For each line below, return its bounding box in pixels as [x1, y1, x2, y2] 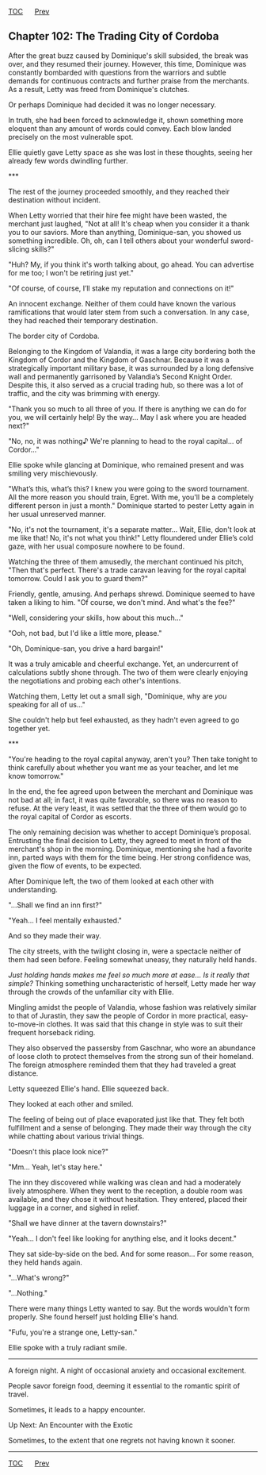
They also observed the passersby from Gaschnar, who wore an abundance [8, 1043, 256, 1053]
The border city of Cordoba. [8, 331, 101, 341]
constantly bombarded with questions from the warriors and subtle [8, 67, 227, 77]
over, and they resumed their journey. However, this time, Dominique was [8, 59, 247, 68]
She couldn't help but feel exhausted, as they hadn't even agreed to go [8, 714, 240, 725]
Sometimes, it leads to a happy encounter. [8, 1404, 146, 1414]
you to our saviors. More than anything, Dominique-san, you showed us [8, 227, 241, 237]
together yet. [8, 723, 51, 733]
